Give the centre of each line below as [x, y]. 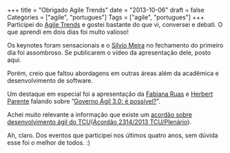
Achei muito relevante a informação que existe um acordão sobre [100, 114]
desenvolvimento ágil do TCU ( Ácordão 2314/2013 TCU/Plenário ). [99, 122]
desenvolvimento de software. [50, 81]
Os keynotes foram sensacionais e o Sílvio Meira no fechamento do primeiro [115, 45]
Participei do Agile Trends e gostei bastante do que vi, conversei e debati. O [115, 24]
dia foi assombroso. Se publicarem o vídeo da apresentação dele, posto [109, 52]
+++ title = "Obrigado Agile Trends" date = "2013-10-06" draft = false [106, 10]
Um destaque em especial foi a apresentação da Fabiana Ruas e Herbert [110, 94]
